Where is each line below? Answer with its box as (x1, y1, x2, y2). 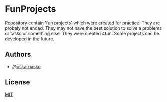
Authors (5, 50, 31, 59)
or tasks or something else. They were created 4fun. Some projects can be (5, 30, 160, 36)
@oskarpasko (12, 63, 41, 69)
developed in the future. (5, 36, 55, 42)
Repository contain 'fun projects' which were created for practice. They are (5, 20, 160, 26)
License (5, 78, 30, 87)
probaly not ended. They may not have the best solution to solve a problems (5, 25, 162, 31)
